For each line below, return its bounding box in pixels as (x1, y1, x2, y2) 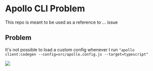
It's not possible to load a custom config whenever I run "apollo (5, 46, 135, 52)
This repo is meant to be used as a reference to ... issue (5, 19, 118, 25)
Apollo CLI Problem (5, 3, 85, 14)
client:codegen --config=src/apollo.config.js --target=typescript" (5, 52, 149, 57)
